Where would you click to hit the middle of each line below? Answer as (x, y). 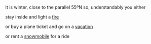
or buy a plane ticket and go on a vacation (49, 26)
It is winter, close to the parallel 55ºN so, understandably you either (75, 7)
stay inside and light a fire (32, 17)
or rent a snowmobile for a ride (37, 36)
